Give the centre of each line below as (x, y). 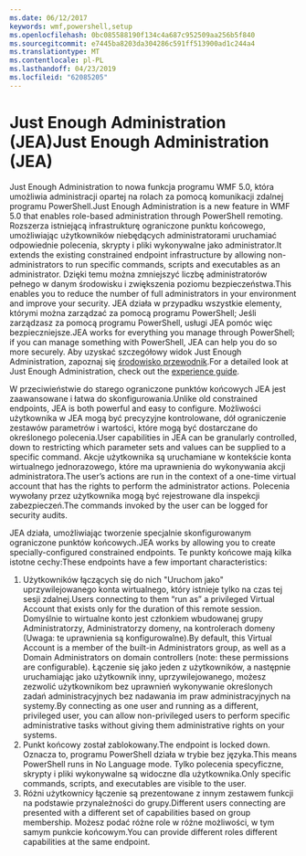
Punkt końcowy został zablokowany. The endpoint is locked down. (147, 745)
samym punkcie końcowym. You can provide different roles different (150, 831)
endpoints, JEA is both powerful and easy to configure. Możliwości (136, 408)
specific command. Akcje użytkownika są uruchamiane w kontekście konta (151, 457)
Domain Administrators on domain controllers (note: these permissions (156, 657)
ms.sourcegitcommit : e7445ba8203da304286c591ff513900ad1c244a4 (132, 43)
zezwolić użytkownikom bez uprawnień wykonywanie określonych (148, 686)
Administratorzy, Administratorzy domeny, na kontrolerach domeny (149, 628)
